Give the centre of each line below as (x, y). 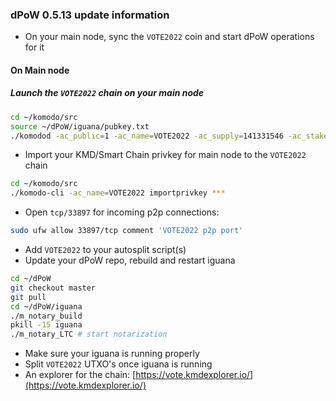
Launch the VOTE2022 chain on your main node (107, 93)
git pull (28, 297)
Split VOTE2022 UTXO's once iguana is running (118, 364)
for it (34, 47)
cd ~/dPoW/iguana (46, 306)
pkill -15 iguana (46, 325)
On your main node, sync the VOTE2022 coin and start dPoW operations (169, 37)
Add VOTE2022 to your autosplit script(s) (105, 250)
